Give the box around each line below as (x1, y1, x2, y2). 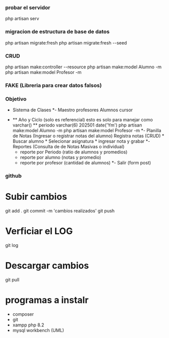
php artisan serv (5, 16, 39, 22)
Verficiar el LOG (5, 226, 73, 237)
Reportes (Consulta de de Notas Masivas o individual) (12, 144, 125, 150)
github (5, 173, 22, 180)
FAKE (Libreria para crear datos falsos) (5, 81, 102, 89)
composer (12, 311, 34, 317)
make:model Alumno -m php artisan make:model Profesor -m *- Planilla (12, 128, 161, 134)
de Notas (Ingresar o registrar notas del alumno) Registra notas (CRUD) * (12, 133, 164, 139)
